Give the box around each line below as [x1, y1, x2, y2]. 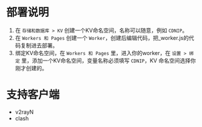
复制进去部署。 [20, 42, 58, 49]
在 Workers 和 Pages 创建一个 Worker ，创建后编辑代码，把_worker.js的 [15, 34, 189, 41]
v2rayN [15, 108, 34, 116]
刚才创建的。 [15, 64, 47, 71]
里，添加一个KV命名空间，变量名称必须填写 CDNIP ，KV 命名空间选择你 [21, 57, 196, 64]
